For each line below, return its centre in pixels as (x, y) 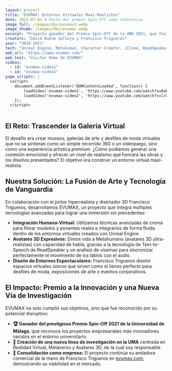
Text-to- (151, 244)
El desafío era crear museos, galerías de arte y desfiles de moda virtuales (83, 138)
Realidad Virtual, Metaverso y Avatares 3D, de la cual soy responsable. (87, 347)
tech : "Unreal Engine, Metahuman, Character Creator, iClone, (73, 48)
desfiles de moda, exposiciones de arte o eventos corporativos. (80, 271)
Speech (21, 250)
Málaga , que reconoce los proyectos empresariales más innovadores (86, 331)
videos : (14, 62)
